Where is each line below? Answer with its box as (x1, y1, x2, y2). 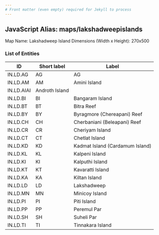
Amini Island (73, 79, 102, 86)
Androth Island (35, 87, 69, 94)
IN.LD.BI (7, 95, 26, 101)
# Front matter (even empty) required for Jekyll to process (5, 7, 132, 12)
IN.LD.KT (7, 166, 28, 173)
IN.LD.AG (7, 71, 28, 78)
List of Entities (5, 50, 40, 57)
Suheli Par (73, 214, 97, 220)
